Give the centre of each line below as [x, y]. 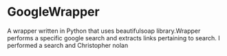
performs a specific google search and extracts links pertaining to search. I [113, 38]
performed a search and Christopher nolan [68, 45]
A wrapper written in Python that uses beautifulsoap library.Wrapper [104, 31]
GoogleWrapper [53, 12]
